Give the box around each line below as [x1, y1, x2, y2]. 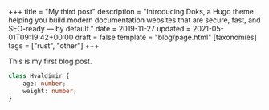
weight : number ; [22, 87, 78, 95]
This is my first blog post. [8, 56, 92, 66]
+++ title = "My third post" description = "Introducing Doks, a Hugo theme [8, 7, 255, 16]
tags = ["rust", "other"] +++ [8, 41, 100, 51]
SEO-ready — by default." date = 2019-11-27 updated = [8, 24, 191, 33]
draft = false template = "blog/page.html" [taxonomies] [75, 32, 257, 42]
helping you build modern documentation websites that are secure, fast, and [8, 15, 261, 25]
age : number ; [22, 79, 67, 88]
